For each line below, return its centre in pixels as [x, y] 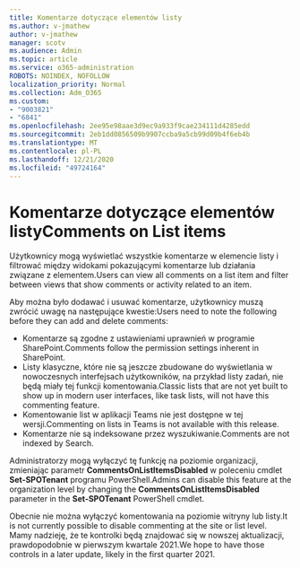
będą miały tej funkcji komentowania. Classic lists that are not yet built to [155, 386]
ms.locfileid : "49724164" [57, 168]
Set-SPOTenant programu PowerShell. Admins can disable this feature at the [150, 480]
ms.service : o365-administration [72, 68]
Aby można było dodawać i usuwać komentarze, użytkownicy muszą [137, 302]
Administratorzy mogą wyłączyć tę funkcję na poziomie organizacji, [134, 461]
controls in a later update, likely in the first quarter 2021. [112, 555]
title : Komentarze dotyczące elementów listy [95, 17]
